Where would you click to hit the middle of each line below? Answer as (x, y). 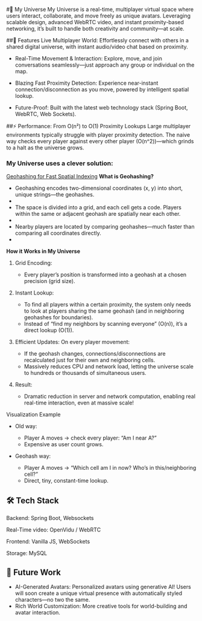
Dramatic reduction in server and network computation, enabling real (110, 397)
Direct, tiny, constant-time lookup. (66, 481)
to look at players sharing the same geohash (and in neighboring (104, 311)
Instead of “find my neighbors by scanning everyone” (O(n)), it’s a (106, 324)
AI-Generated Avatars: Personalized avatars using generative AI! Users (103, 587)
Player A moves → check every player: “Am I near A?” (90, 438)
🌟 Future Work (34, 572)
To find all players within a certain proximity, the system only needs (107, 305)
